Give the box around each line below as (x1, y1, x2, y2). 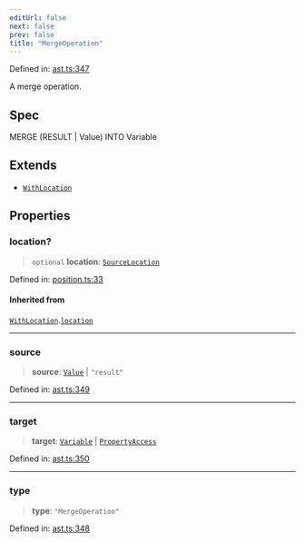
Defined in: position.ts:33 (9, 273, 103, 284)
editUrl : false (9, 13, 67, 23)
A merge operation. (9, 81, 82, 92)
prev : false (9, 30, 54, 39)
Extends (9, 158, 57, 173)
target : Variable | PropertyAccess (31, 436, 157, 447)
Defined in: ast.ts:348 (9, 523, 91, 534)
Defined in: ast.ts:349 (9, 384, 91, 395)
